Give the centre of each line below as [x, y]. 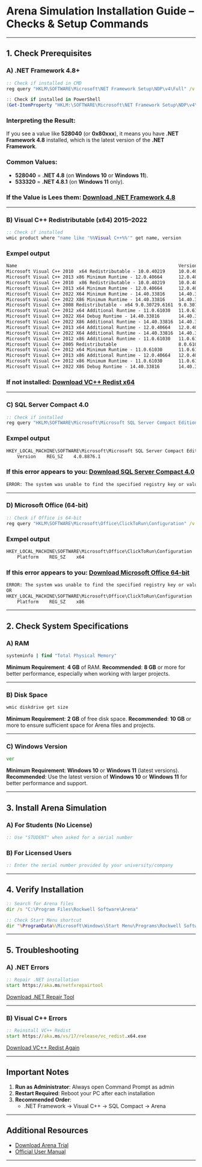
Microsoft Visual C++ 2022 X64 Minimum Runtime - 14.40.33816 [86, 294]
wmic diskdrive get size [37, 708]
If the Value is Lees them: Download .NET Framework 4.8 [91, 197]
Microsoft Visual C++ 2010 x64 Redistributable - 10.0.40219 [86, 272]
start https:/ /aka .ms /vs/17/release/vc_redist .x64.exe [76, 1036]
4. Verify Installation [45, 890]
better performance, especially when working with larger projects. [88, 674]
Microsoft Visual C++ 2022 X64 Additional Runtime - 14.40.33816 [90, 333]
